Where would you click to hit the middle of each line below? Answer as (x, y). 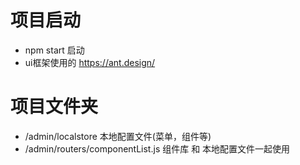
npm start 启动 (54, 50)
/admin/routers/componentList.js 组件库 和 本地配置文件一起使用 (157, 148)
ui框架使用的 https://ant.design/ (90, 62)
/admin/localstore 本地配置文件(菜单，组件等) (118, 136)
